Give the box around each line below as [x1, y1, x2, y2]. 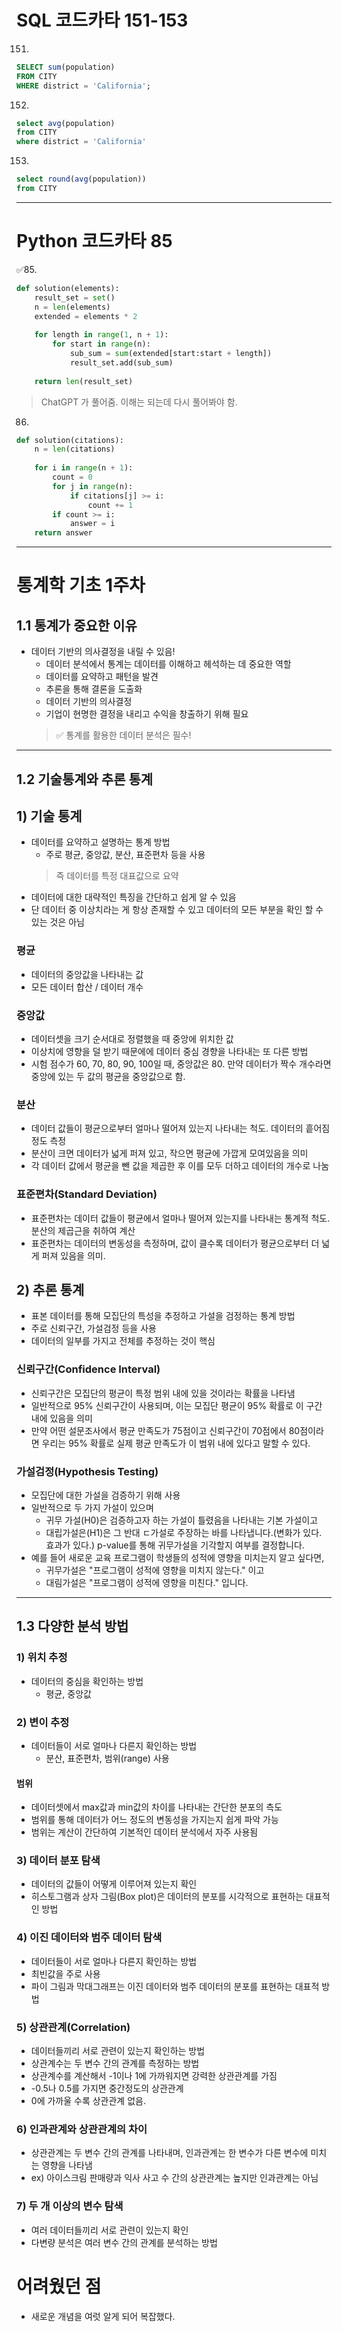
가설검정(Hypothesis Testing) [16, 1464, 159, 1478]
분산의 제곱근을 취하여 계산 [30, 1224, 136, 1236]
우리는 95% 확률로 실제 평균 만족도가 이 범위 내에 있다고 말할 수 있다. [41, 1437, 311, 1449]
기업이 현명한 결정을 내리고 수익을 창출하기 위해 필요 [45, 708, 249, 720]
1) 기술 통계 [16, 807, 83, 825]
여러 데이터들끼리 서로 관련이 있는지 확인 [30, 2224, 189, 2236]
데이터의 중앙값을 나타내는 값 [30, 968, 144, 980]
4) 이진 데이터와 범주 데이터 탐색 [16, 1931, 163, 1945]
